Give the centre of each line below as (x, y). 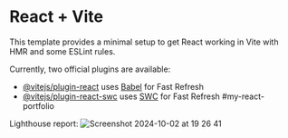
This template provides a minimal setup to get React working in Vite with (144, 42)
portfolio (38, 105)
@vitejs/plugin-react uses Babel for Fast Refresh (113, 86)
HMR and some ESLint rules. (62, 51)
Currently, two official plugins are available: (90, 69)
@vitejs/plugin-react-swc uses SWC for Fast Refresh (121, 96)
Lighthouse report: (44, 123)
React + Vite (57, 17)
